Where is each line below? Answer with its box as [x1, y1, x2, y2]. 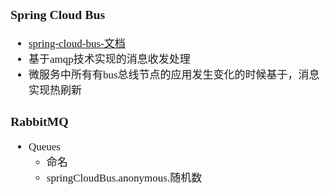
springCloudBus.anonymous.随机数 [46, 172, 203, 185]
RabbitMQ [10, 114, 69, 129]
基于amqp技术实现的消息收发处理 [28, 52, 191, 66]
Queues [28, 140, 61, 154]
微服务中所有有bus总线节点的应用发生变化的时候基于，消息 [28, 68, 320, 81]
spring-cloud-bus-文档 [28, 37, 126, 50]
